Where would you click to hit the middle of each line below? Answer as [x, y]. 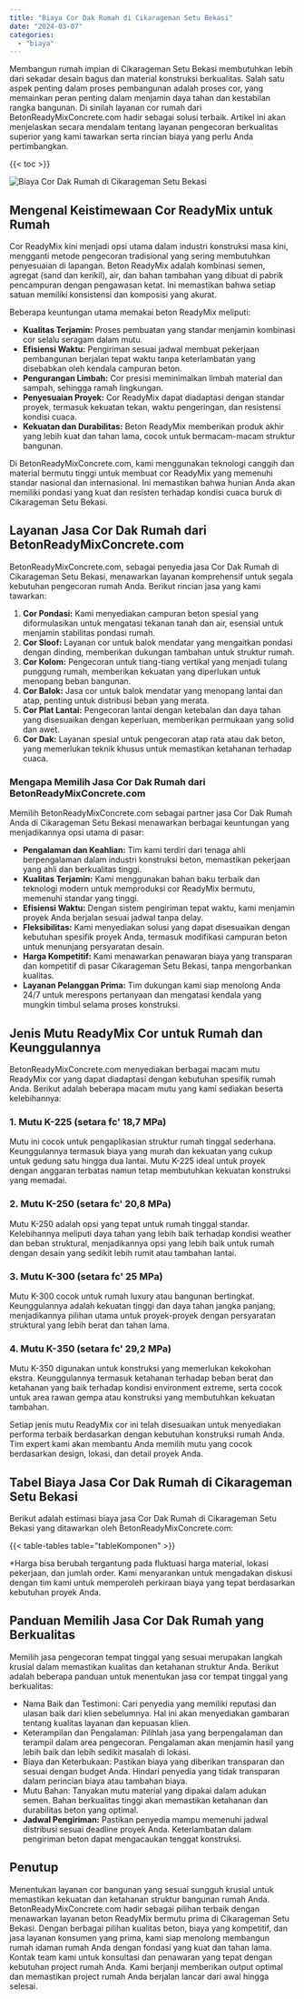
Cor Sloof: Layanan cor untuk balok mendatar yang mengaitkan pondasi [157, 642]
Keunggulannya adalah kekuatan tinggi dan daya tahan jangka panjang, [142, 1305]
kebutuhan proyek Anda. [55, 1592]
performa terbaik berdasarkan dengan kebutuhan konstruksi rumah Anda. [147, 1434]
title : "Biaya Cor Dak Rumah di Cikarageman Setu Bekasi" [121, 18]
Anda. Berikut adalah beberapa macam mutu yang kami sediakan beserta [147, 1089]
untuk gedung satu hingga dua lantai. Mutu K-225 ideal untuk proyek [137, 1161]
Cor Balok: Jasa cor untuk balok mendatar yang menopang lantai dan [152, 690]
